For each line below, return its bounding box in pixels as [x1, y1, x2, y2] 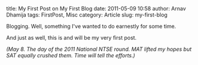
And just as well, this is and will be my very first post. [6, 34, 137, 41]
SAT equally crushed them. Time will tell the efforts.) [6, 52, 136, 58]
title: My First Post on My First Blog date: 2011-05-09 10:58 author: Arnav [6, 5, 187, 12]
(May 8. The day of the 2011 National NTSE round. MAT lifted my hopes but [6, 45, 192, 53]
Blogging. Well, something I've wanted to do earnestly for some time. [6, 23, 176, 30]
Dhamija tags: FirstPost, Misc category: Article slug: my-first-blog [6, 11, 167, 18]
